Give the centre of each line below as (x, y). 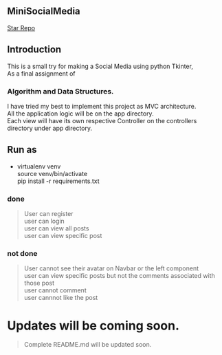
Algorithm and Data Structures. (60, 91)
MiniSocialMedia (44, 11)
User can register (48, 214)
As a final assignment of (41, 73)
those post (39, 283)
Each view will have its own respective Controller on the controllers (102, 120)
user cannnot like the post (61, 298)
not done (22, 253)
